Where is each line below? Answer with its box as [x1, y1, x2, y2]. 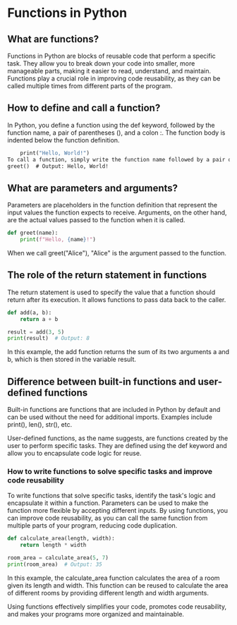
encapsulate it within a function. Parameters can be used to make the [7, 499, 209, 507]
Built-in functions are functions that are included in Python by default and [7, 406, 221, 414]
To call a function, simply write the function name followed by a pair [7, 156, 226, 163]
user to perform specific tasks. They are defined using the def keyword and [7, 442, 227, 450]
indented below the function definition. [7, 135, 120, 144]
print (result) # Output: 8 [7, 335, 90, 342]
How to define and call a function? [7, 102, 161, 114]
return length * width [20, 542, 87, 549]
